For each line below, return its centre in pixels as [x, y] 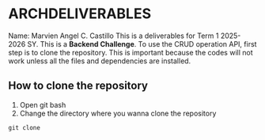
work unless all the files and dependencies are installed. [100, 61]
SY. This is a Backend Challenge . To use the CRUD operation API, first [142, 44]
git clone [25, 127]
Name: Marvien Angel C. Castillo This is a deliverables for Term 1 [114, 36]
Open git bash [43, 104]
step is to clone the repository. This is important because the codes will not [131, 52]
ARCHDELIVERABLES [80, 14]
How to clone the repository [78, 86]
